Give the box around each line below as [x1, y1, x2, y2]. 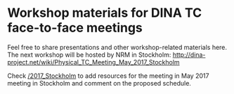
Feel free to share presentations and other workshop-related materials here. [7, 43, 227, 51]
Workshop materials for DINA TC [7, 5, 202, 21]
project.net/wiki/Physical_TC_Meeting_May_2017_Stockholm [7, 58, 181, 66]
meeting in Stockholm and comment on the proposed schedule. [7, 79, 192, 87]
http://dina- [172, 51, 206, 59]
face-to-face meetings [7, 20, 143, 36]
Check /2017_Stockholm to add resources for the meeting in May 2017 [7, 72, 209, 80]
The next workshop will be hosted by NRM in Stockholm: [7, 51, 171, 59]
